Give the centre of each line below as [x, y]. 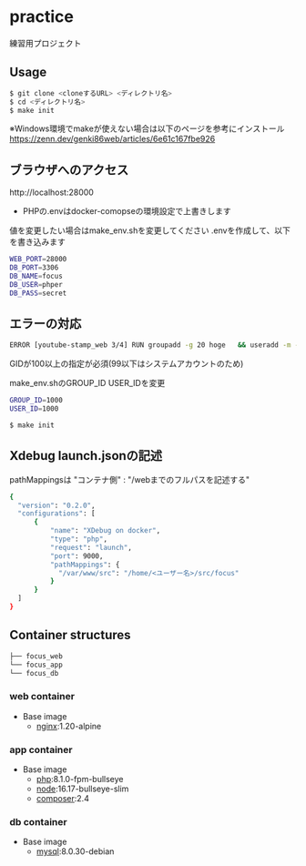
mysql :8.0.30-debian [75, 851]
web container [42, 697]
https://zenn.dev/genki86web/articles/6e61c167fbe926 [112, 139]
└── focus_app [36, 665]
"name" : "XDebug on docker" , [105, 531]
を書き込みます [37, 242]
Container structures [70, 635]
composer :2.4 [62, 798]
